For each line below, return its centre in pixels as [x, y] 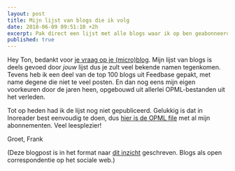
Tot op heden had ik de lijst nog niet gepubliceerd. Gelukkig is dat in [105, 111]
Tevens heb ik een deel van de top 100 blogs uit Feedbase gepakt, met [109, 75]
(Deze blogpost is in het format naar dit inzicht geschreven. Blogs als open [115, 153]
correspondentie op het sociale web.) [61, 160]
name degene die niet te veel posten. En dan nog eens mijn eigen [101, 82]
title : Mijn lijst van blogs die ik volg [69, 20]
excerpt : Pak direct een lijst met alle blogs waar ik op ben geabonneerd [119, 33]
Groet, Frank [25, 139]
